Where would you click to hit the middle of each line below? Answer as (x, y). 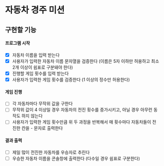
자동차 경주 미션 (35, 10)
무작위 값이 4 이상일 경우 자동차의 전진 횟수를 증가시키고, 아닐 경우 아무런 (82, 110)
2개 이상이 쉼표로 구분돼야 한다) (42, 67)
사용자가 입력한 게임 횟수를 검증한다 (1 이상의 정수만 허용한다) (71, 80)
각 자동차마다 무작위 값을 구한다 (42, 104)
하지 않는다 (32, 116)
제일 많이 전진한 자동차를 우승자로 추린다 (51, 152)
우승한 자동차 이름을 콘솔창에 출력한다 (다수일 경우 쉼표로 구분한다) (76, 158)
